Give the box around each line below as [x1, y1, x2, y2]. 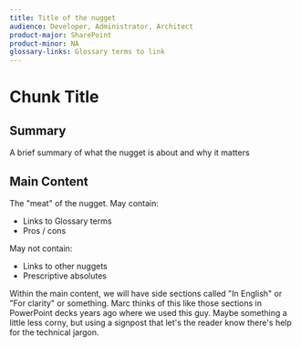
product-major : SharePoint [9, 30, 112, 39]
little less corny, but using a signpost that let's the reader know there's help [9, 317, 292, 328]
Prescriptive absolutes [22, 270, 108, 281]
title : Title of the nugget [9, 13, 117, 23]
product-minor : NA [9, 38, 79, 48]
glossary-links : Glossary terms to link [9, 47, 166, 57]
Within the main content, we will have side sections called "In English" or [9, 288, 283, 299]
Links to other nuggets [22, 260, 108, 271]
